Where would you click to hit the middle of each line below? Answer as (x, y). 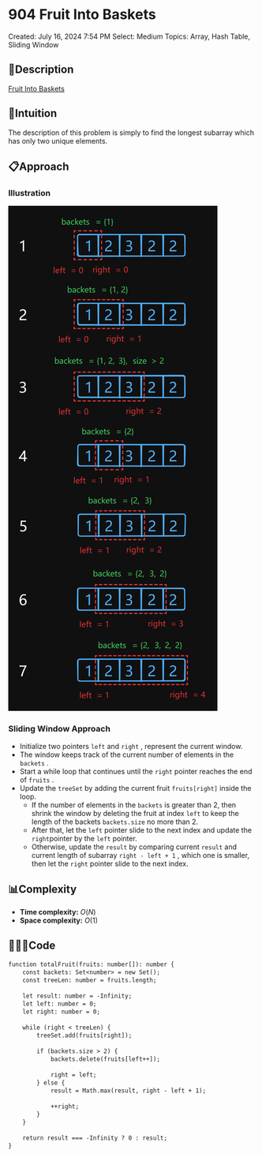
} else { (51, 1083)
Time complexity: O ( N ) (58, 912)
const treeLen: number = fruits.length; (90, 980)
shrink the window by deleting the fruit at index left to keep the (135, 813)
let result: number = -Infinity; (77, 996)
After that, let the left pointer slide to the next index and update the (142, 829)
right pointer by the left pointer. (84, 838)
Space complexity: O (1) (59, 920)
